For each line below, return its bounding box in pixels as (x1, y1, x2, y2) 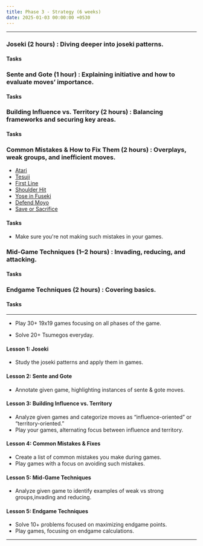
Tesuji (14, 173, 30, 180)
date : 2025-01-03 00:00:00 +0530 (6, 15, 91, 21)
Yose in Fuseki (14, 192, 51, 200)
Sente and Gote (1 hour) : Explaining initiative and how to (6, 70, 175, 79)
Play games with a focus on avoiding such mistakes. (14, 460, 145, 467)
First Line (14, 180, 39, 187)
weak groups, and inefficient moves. (6, 153, 116, 161)
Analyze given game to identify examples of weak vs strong (14, 487, 164, 495)
